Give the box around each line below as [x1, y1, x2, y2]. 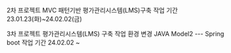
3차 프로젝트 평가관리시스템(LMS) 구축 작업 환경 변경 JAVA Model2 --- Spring [6, 30, 225, 38]
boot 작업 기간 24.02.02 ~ [6, 38, 81, 47]
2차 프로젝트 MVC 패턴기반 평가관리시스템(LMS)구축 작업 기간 [6, 6, 178, 14]
